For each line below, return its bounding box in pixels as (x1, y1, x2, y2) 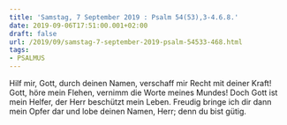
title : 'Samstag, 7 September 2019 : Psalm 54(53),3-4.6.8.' (9, 12, 239, 22)
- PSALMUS (9, 54, 46, 62)
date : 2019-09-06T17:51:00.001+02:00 (9, 21, 148, 30)
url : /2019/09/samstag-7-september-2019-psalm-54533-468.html (9, 37, 243, 47)
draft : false (9, 29, 57, 38)
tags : (9, 46, 29, 55)
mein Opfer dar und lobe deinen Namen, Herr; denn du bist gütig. (9, 107, 247, 116)
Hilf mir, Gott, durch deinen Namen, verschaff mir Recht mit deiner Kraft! (9, 78, 272, 88)
